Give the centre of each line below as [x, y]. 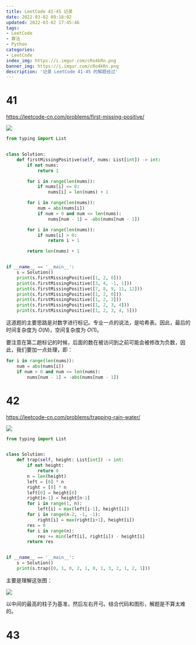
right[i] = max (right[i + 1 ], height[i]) [86, 520]
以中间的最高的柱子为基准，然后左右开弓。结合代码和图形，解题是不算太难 [96, 604]
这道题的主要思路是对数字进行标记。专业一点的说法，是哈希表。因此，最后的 [98, 323]
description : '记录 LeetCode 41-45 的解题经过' [62, 72]
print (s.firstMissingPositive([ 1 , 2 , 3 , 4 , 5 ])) [77, 311]
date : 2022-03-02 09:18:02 [39, 17]
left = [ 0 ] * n [46, 482]
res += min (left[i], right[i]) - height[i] [91, 536]
